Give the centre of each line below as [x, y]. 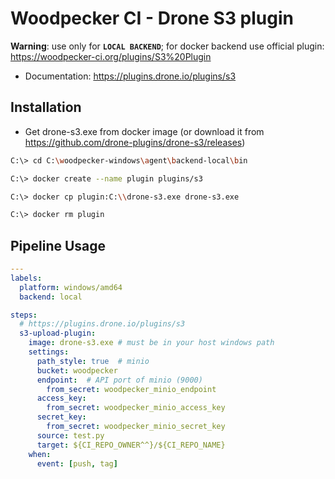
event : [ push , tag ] [77, 463]
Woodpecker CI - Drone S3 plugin [152, 18]
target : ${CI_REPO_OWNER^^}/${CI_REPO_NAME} [131, 445]
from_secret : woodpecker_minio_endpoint [131, 389]
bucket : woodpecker [77, 370]
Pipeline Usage [58, 245]
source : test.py [70, 435]
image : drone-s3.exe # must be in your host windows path [151, 343]
